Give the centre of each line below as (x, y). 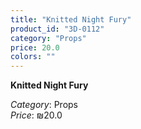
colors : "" (33, 57)
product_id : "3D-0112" (57, 29)
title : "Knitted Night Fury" (71, 19)
